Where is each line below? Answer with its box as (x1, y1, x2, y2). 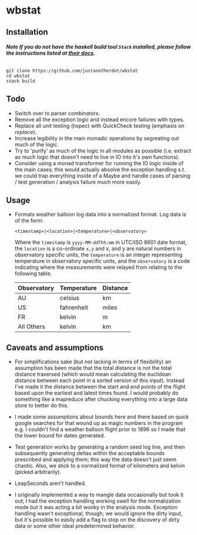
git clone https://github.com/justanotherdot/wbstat (6, 68, 138, 73)
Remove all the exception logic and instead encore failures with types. (14, 116, 185, 123)
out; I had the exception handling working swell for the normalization (14, 497, 181, 504)
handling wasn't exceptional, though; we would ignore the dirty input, (14, 510, 183, 517)
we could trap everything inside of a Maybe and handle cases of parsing (14, 172, 191, 179)
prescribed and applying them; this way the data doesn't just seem (14, 456, 176, 463)
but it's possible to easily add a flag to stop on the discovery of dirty (14, 516, 180, 523)
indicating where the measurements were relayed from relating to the (14, 264, 182, 271)
